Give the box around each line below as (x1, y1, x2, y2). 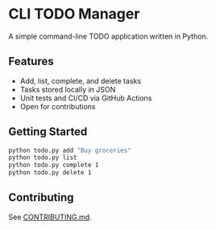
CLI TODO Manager (8, 5, 140, 23)
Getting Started (8, 125, 88, 139)
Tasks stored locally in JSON (19, 84, 116, 94)
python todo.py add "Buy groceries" (8, 146, 131, 154)
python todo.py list (8, 153, 78, 162)
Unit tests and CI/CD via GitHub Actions (19, 93, 152, 103)
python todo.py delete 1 (8, 169, 92, 177)
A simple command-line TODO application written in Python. (8, 31, 209, 41)
